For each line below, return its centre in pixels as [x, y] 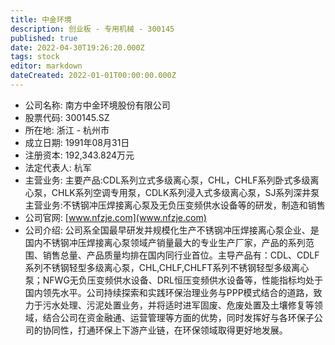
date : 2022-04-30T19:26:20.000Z [77, 47]
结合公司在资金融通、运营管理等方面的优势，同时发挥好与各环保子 [178, 317]
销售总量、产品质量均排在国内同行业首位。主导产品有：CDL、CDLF [181, 255]
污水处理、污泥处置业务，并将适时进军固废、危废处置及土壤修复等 [178, 305]
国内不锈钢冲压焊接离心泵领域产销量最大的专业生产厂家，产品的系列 [165, 242]
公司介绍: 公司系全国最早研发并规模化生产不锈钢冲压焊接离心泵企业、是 [172, 230]
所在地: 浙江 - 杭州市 [67, 130]
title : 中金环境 [41, 19]
